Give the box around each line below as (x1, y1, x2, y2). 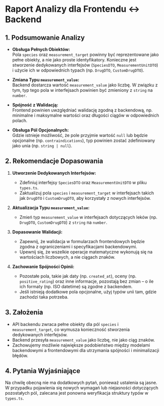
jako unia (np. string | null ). (12, 143, 72, 148)
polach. (12, 118, 28, 123)
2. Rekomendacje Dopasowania (5, 157, 103, 165)
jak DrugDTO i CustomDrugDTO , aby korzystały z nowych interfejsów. (19, 195, 151, 201)
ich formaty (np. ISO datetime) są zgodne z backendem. (19, 283, 133, 289)
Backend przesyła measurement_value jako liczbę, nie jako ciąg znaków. (12, 337, 155, 343)
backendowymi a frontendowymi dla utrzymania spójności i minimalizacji (12, 347, 160, 353)
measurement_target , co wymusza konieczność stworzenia (12, 326, 130, 332)
